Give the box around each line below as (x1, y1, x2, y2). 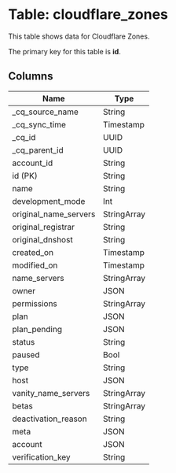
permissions (12, 297, 57, 309)
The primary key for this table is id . (8, 46, 122, 56)
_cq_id (12, 131, 36, 142)
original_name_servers (12, 209, 96, 220)
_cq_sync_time (12, 119, 67, 130)
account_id (12, 157, 53, 168)
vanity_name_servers (12, 387, 90, 398)
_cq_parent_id (12, 144, 64, 155)
